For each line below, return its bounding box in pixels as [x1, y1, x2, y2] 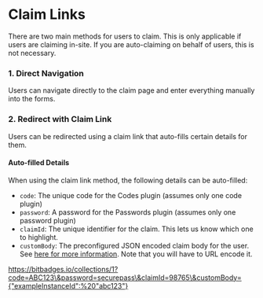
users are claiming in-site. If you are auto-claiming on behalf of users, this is [8, 39, 254, 49]
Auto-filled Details [8, 158, 70, 167]
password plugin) [19, 215, 76, 225]
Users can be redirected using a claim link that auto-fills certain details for [8, 131, 247, 141]
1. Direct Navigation [8, 68, 85, 79]
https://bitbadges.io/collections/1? [8, 264, 119, 274]
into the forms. [8, 94, 56, 104]
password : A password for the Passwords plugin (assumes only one [19, 207, 236, 217]
